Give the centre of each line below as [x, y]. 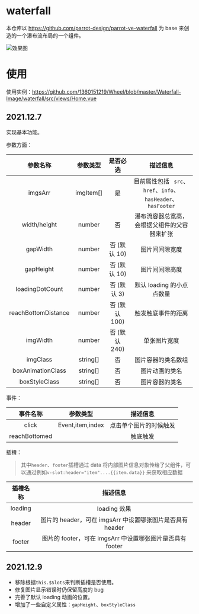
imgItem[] [89, 193]
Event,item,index [81, 425]
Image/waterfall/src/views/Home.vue [51, 98]
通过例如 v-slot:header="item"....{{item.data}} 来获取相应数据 [104, 472]
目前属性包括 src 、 [161, 181]
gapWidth [39, 249]
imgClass [39, 359]
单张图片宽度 [161, 340]
